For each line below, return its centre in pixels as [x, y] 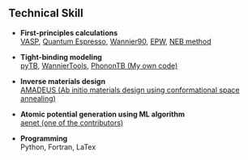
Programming [44, 138]
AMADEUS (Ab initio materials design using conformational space [130, 90]
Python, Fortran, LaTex [58, 147]
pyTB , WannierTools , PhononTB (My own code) [99, 65]
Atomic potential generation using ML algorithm [102, 114]
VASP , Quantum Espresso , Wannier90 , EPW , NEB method [116, 41]
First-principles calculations [69, 32]
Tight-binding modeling [61, 57]
